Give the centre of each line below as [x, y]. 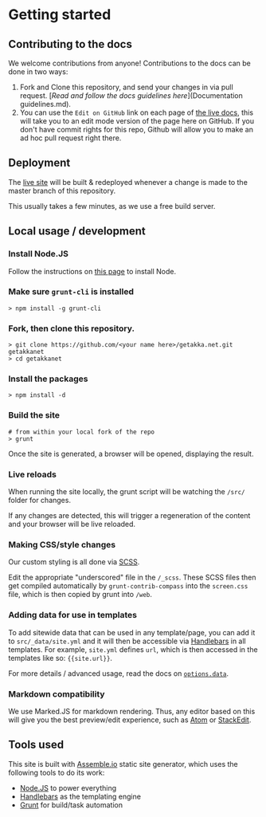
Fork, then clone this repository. [72, 328]
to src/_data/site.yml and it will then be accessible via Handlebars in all [127, 641]
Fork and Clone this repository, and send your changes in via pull [126, 87]
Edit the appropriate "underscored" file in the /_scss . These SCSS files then [132, 577]
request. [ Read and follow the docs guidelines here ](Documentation [131, 96]
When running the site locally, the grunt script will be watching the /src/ [127, 491]
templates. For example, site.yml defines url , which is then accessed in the [133, 649]
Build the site [34, 415]
